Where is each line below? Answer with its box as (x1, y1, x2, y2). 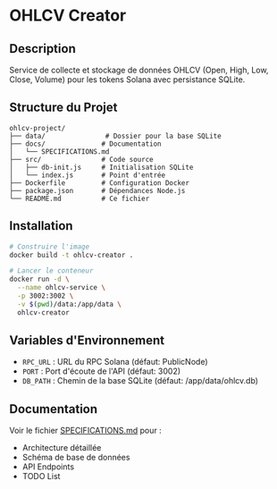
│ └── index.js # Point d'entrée (9, 171, 166, 180)
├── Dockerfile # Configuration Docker (9, 178, 190, 188)
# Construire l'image (9, 242, 90, 251)
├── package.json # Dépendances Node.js (9, 186, 186, 195)
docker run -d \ (9, 274, 70, 284)
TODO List (21, 471, 61, 482)
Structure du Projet (9, 100, 118, 115)
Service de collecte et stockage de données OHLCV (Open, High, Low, (9, 64, 269, 75)
